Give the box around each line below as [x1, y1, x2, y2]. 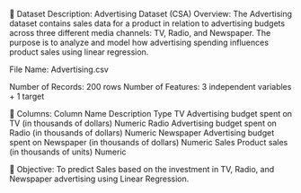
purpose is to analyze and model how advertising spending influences [9, 37, 270, 48]
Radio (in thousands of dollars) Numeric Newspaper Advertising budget [9, 127, 275, 138]
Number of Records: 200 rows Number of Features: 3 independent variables [9, 82, 292, 92]
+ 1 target [9, 91, 45, 101]
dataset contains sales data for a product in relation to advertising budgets [9, 18, 286, 29]
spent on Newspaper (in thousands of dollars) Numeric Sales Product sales [9, 137, 288, 147]
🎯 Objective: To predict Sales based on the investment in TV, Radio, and [9, 164, 275, 174]
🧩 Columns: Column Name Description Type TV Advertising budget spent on [9, 109, 293, 118]
